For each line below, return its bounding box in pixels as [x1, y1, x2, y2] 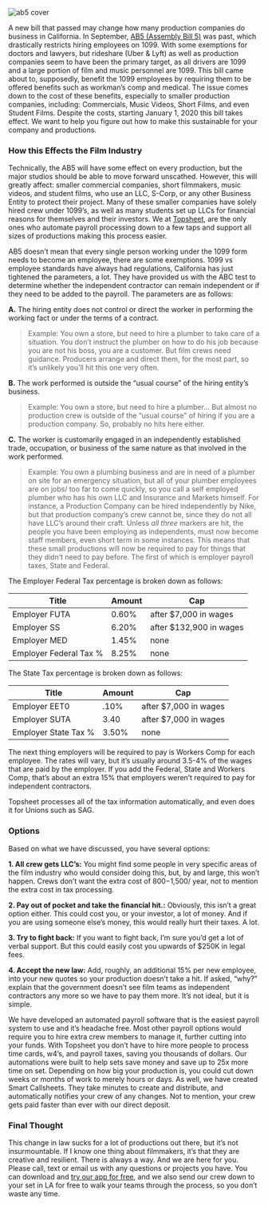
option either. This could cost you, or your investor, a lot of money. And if [8, 908, 248, 918]
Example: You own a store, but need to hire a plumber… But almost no [27, 403, 258, 412]
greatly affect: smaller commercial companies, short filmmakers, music [8, 180, 242, 190]
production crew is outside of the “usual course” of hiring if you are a [27, 411, 255, 420]
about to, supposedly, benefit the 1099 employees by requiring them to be [8, 74, 252, 83]
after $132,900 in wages [150, 622, 244, 633]
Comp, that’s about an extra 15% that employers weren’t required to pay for [8, 773, 255, 783]
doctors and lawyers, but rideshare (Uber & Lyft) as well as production [8, 49, 239, 58]
